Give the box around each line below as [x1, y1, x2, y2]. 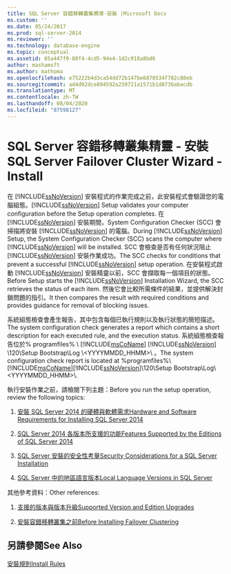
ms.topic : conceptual [7, 49, 70, 56]
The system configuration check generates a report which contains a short [7, 323, 220, 331]
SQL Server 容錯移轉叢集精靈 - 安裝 [7, 138, 209, 154]
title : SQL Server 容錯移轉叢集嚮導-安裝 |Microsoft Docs [7, 10, 167, 17]
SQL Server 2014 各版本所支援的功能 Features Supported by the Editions [17, 429, 222, 438]
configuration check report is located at [7, 356, 120, 364]
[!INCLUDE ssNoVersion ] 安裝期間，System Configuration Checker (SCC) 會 [7, 218, 222, 226]
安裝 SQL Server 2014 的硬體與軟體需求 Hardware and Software [17, 407, 197, 416]
